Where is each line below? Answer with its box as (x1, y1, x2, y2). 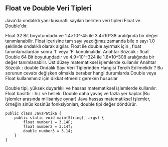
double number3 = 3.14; (23, 128, 73, 133)
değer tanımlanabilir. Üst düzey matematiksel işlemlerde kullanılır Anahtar (5, 59, 156, 65)
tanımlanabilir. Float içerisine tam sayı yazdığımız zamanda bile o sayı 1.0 (5, 38, 155, 44)
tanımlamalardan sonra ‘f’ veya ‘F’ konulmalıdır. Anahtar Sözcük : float (5, 48, 149, 54)
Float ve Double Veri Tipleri (5, 4, 92, 13)
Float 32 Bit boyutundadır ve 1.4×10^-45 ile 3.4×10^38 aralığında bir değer (5, 32, 158, 38)
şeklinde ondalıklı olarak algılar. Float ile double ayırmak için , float (5, 43, 141, 49)
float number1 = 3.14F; (23, 119, 73, 125)
